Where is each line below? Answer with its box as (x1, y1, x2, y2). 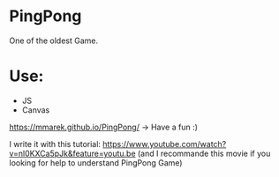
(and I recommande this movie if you (137, 148, 271, 159)
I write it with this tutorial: (9, 138, 102, 149)
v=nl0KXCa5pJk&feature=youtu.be (9, 148, 136, 159)
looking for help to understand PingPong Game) (9, 157, 183, 168)
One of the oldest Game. (9, 35, 99, 46)
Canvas (21, 104, 50, 115)
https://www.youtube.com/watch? (102, 138, 227, 149)
